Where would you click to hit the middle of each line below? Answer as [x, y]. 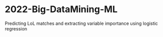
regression [16, 28]
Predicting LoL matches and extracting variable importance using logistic [81, 23]
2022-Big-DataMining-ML [61, 9]
